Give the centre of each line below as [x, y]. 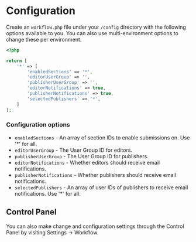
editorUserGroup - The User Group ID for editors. [73, 150]
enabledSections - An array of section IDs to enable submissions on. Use [102, 137]
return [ [17, 61]
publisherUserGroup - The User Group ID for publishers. [82, 156]
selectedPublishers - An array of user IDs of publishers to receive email [101, 187]
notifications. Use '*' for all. [47, 193]
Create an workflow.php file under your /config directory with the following [96, 27]
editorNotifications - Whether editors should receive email [87, 162]
